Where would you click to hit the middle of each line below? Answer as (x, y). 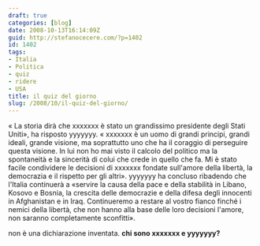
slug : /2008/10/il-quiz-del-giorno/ (68, 103)
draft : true (28, 15)
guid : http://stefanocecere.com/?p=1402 (76, 37)
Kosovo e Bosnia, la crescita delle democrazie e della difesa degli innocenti (130, 193)
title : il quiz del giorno (52, 96)
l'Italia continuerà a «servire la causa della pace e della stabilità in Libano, (127, 184)
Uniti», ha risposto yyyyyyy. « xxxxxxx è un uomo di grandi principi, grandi (129, 134)
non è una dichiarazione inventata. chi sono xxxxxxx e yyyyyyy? (114, 233)
